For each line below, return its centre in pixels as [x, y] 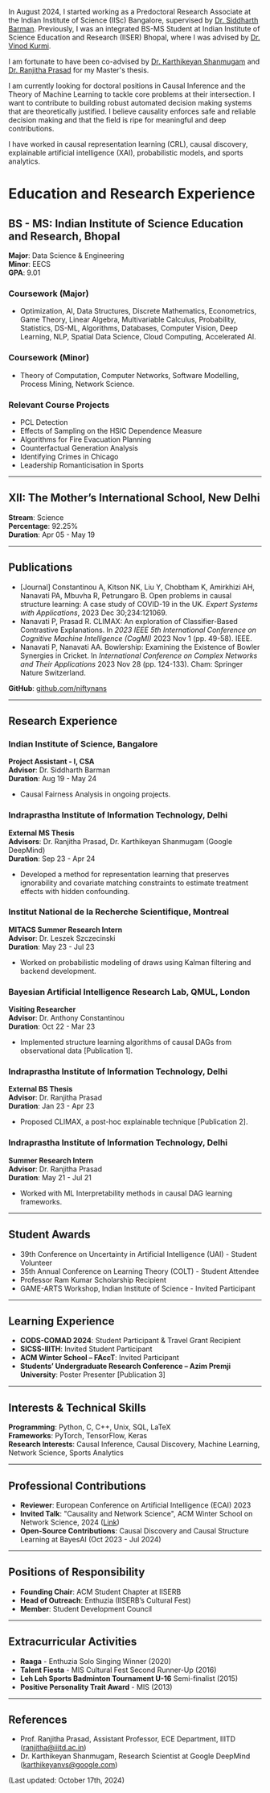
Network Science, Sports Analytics [66, 1453]
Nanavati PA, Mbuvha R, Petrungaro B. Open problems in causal [125, 595]
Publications [41, 568]
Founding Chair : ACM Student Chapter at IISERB [100, 1591]
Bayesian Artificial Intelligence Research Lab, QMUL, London [129, 992]
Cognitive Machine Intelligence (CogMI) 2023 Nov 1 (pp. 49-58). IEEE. [136, 638]
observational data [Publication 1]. [76, 1050]
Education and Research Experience [132, 194]
